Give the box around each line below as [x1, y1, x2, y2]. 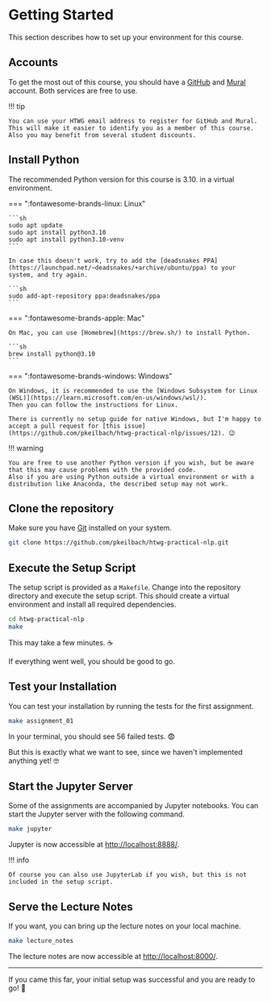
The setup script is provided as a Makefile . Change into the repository [8, 582, 241, 592]
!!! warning [8, 443, 44, 453]
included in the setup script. [8, 878, 114, 886]
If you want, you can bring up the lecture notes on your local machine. [8, 921, 242, 931]
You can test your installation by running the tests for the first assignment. [8, 701, 254, 711]
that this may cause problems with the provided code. [8, 465, 197, 473]
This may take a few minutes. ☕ [8, 637, 114, 647]
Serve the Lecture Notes [8, 899, 133, 913]
